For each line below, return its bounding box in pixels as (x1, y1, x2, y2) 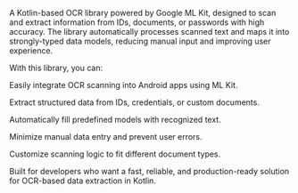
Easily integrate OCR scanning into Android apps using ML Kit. (9, 80, 238, 90)
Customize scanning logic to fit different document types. (9, 149, 221, 159)
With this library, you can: (9, 62, 103, 73)
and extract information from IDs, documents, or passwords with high (9, 17, 265, 28)
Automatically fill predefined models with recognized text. (9, 115, 221, 125)
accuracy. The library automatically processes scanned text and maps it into (9, 27, 290, 36)
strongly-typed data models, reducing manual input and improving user (9, 36, 271, 46)
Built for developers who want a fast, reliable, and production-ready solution (9, 166, 290, 176)
